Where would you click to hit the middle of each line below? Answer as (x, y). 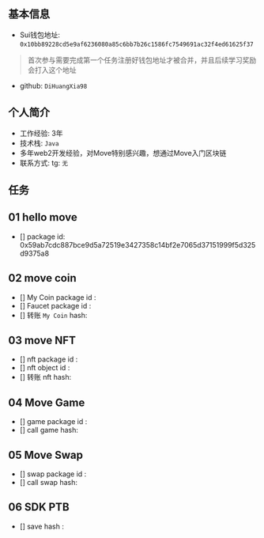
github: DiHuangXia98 (53, 85)
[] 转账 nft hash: (45, 377)
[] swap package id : (53, 474)
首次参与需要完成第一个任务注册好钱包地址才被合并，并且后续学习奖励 (142, 60)
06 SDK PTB (39, 508)
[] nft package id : (49, 359)
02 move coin (42, 278)
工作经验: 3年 (41, 133)
